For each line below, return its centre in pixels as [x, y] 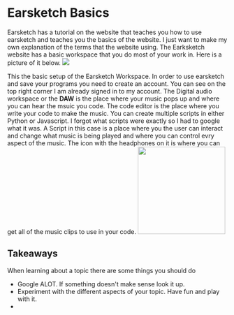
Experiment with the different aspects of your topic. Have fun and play [118, 291]
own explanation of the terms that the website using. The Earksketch [106, 47]
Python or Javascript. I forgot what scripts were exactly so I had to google [114, 121]
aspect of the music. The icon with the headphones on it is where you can [114, 143]
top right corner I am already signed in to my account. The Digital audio [110, 91]
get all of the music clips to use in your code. [72, 231]
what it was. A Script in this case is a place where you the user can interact [115, 128]
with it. [27, 299]
